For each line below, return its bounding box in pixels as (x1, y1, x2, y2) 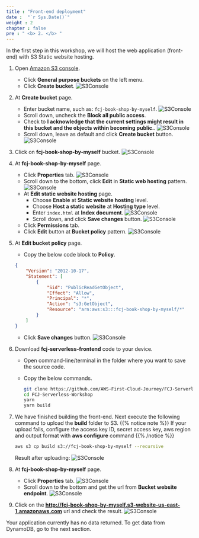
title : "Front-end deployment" (6, 8, 86, 15)
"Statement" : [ (25, 273, 63, 279)
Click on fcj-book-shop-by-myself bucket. (14, 149, 120, 156)
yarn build (23, 402, 51, 409)
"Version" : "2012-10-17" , (25, 268, 90, 274)
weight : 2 (6, 20, 33, 25)
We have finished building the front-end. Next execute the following (14, 413, 180, 421)
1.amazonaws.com (14, 508, 62, 514)
